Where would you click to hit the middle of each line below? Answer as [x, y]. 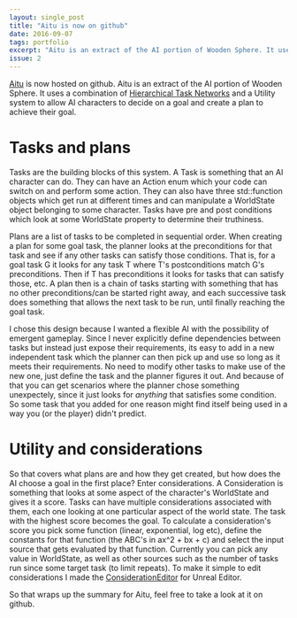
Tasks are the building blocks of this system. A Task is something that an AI [146, 172]
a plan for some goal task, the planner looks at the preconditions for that [141, 245]
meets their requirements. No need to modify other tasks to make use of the [147, 366]
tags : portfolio [39, 42]
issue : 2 [25, 58]
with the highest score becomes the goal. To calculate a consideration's [140, 521]
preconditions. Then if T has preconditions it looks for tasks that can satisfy [147, 274]
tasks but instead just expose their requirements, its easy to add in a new [142, 347]
